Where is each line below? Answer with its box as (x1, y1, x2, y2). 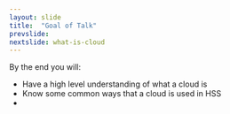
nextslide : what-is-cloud (9, 37, 105, 47)
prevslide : (9, 29, 50, 38)
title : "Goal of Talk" (9, 21, 98, 30)
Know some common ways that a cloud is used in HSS (21, 88, 222, 99)
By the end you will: (9, 62, 82, 72)
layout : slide (9, 12, 62, 22)
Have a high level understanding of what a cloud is (21, 79, 208, 89)
